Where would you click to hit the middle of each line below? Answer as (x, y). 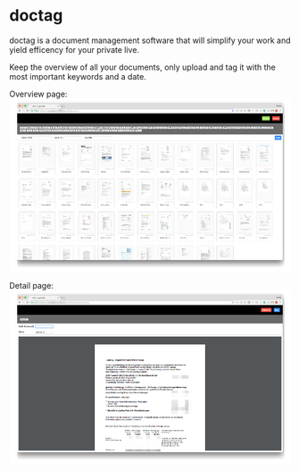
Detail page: (31, 286)
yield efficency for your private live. (75, 49)
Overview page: (38, 94)
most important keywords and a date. (78, 76)
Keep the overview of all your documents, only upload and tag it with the (143, 67)
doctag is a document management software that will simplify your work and (150, 40)
